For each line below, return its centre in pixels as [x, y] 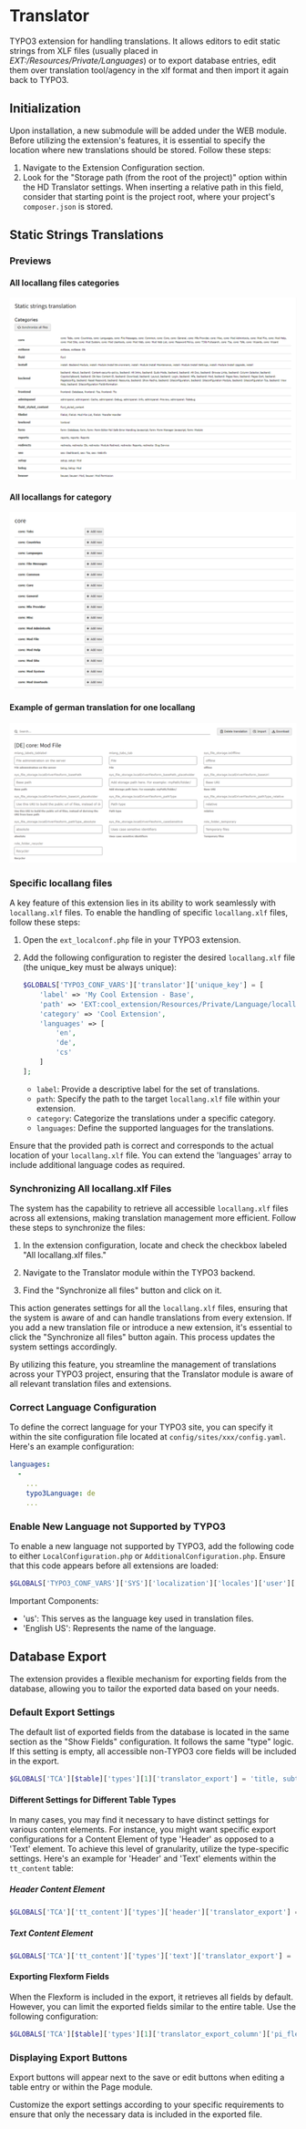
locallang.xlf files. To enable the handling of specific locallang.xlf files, [149, 913]
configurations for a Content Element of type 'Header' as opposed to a [142, 1839]
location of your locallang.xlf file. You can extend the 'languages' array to [151, 1155]
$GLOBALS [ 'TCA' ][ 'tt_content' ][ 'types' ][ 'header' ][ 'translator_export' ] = [154, 1912]
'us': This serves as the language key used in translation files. [138, 1618]
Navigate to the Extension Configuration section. [113, 167]
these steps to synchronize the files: [77, 1228]
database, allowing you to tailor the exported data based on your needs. [144, 1689]
